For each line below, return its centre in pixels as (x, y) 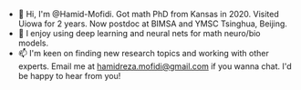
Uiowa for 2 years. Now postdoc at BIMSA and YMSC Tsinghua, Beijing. (152, 24)
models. (33, 43)
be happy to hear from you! (69, 76)
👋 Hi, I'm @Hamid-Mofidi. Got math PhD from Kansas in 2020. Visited (149, 14)
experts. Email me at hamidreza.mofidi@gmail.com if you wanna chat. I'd (155, 66)
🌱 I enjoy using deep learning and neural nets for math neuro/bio (139, 33)
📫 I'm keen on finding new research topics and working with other (143, 53)
